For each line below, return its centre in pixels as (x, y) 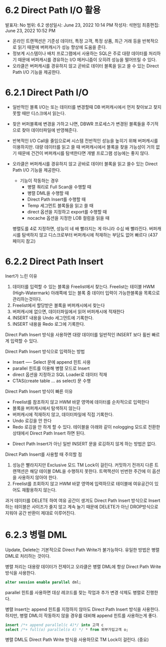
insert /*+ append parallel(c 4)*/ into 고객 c (54, 625)
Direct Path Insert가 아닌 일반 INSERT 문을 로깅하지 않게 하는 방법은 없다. (84, 443)
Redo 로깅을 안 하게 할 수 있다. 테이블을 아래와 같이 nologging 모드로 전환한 (86, 427)
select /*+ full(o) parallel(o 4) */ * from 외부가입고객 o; (67, 630)
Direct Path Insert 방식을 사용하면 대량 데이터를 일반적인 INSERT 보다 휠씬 (78, 334)
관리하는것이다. (27, 299)
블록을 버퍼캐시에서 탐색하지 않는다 (46, 408)
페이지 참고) (24, 241)
